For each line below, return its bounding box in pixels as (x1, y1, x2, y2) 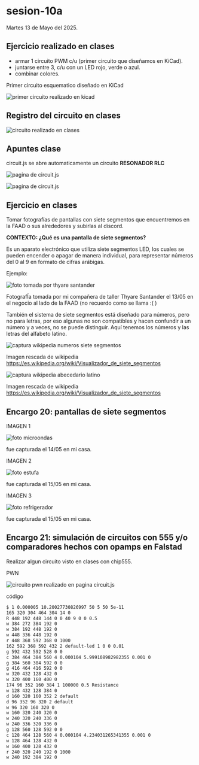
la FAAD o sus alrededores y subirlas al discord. (6, 223, 124, 230)
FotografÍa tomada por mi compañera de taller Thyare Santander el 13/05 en (6, 293, 194, 300)
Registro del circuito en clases (6, 111, 121, 121)
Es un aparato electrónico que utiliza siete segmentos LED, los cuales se (6, 245, 184, 253)
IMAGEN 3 (6, 492, 32, 499)
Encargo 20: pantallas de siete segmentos (6, 406, 167, 417)
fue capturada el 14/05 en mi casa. (6, 446, 92, 453)
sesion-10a (6, 4, 63, 18)
